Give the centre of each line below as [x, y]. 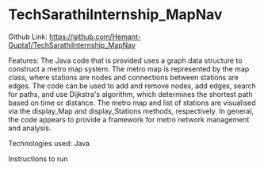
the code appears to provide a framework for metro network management [129, 119]
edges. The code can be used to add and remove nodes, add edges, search [132, 86]
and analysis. [30, 128]
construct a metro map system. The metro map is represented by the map [129, 68]
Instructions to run [38, 158]
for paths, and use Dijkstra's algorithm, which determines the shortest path [130, 94]
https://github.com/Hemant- [95, 37]
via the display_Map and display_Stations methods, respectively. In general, [131, 111]
